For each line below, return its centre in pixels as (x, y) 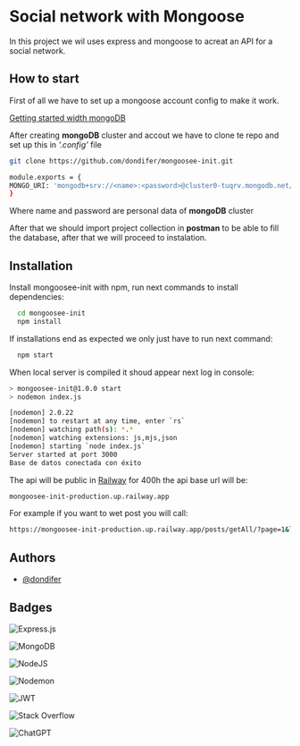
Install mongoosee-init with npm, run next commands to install (124, 287)
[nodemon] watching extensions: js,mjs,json (93, 438)
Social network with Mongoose (127, 17)
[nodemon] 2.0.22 (42, 413)
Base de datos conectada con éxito (75, 462)
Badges (31, 607)
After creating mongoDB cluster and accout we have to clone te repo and (144, 135)
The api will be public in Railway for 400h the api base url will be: (129, 479)
